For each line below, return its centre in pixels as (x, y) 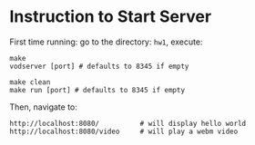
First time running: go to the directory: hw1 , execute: (106, 42)
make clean (30, 82)
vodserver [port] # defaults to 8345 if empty (99, 66)
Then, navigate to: (43, 107)
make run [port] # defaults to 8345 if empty (97, 90)
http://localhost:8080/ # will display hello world (128, 123)
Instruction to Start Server (111, 17)
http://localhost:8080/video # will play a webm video (124, 131)
